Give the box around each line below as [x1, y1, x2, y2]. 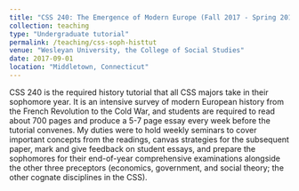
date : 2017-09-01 [9, 54, 74, 63]
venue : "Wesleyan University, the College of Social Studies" [9, 46, 245, 55]
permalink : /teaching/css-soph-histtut [9, 37, 158, 47]
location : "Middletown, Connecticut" [9, 63, 149, 72]
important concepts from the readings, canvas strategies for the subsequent [9, 134, 289, 145]
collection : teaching [9, 21, 90, 30]
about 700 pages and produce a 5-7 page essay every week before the [9, 115, 271, 125]
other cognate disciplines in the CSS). [9, 171, 149, 182]
